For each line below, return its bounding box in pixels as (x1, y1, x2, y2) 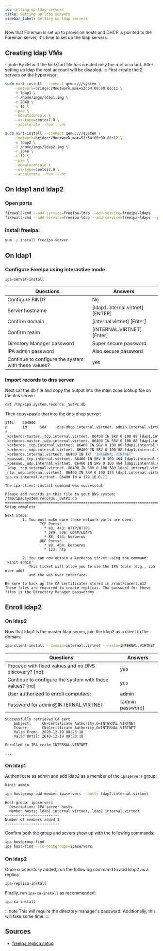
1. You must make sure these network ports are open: (22, 517, 133, 522)
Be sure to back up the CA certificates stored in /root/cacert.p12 (5, 581, 147, 586)
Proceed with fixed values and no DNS (7, 662, 96, 669)
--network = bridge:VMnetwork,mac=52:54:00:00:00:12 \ (14, 135, 123, 140)
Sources (5, 928, 31, 936)
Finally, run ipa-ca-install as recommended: (5, 890, 96, 896)
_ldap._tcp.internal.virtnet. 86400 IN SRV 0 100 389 (5, 465, 116, 470)
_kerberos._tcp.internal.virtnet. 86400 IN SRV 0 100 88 (5, 443, 123, 448)
